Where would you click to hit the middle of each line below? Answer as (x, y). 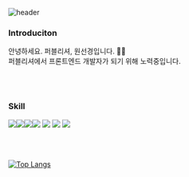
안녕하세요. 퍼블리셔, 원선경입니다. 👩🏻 (67, 51)
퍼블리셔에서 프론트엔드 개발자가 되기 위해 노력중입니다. (94, 61)
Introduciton (33, 33)
